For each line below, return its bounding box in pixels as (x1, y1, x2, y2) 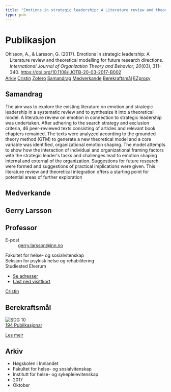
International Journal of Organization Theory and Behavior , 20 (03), (10, 63, 152, 69)
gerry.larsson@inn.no (18, 242, 64, 249)
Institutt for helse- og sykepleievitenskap (12, 371, 99, 378)
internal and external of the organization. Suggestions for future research (5, 158, 159, 164)
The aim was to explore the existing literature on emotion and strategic (5, 103, 154, 110)
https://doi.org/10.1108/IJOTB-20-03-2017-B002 (20, 69, 122, 76)
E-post (5, 237, 19, 243)
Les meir (5, 332, 24, 338)
